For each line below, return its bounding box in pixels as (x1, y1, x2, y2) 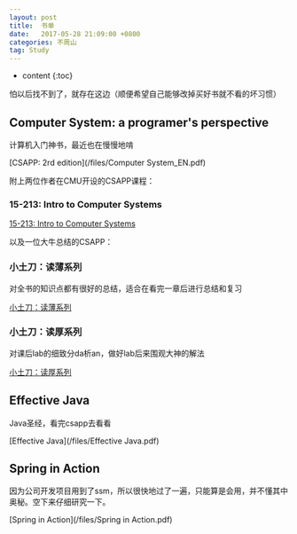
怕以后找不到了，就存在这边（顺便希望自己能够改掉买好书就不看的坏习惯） (9, 89, 281, 99)
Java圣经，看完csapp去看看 (9, 418, 112, 428)
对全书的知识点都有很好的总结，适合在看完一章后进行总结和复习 (9, 283, 242, 294)
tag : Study (9, 46, 50, 55)
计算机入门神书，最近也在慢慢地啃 (9, 139, 134, 150)
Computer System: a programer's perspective (9, 114, 269, 130)
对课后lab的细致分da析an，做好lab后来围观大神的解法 (9, 348, 206, 358)
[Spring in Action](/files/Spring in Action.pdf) (9, 514, 173, 525)
